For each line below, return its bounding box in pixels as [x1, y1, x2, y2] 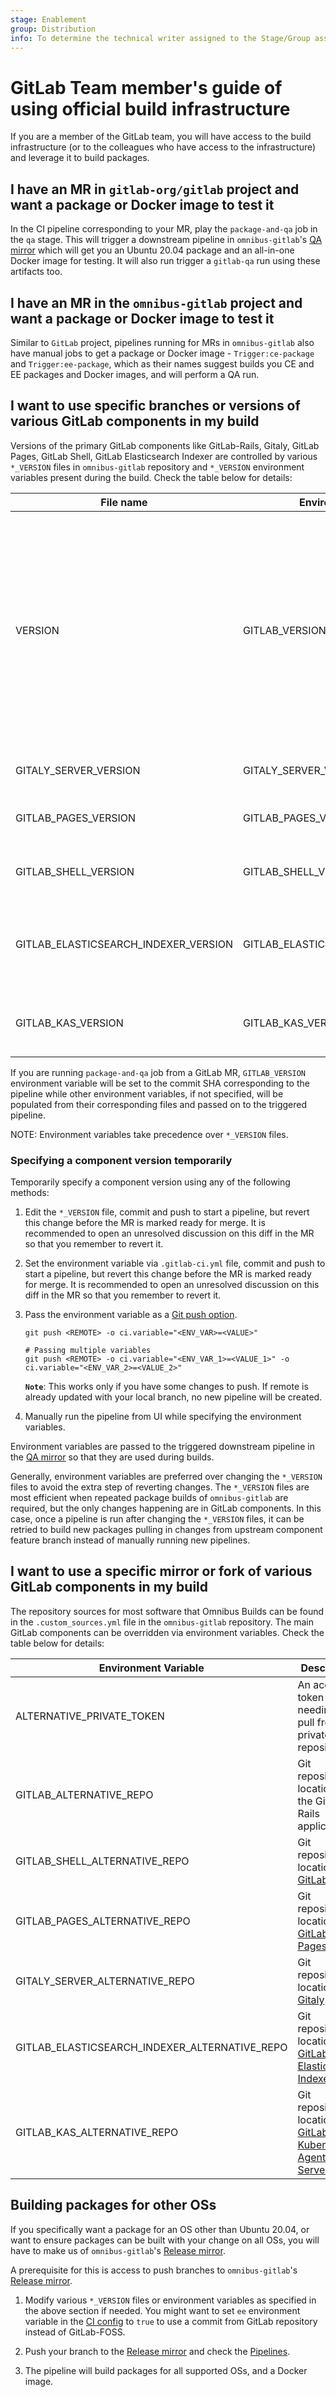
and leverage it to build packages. [10, 152, 150, 164]
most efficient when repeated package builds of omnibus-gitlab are [10, 1492, 289, 1504]
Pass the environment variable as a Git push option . [24, 1309, 238, 1321]
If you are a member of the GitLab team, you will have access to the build [10, 131, 312, 143]
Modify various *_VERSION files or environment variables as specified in [24, 2294, 317, 2306]
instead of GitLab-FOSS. [24, 2326, 126, 2338]
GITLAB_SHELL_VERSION [15, 864, 135, 878]
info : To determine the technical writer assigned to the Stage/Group [10, 33, 311, 43]
